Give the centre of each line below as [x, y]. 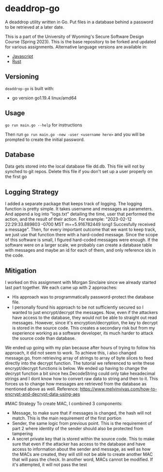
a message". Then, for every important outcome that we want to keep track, [81, 229]
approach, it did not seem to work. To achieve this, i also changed [71, 353]
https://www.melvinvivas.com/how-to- [118, 389]
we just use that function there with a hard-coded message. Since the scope [81, 235]
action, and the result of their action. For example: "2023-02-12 [68, 219]
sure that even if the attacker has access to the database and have [79, 444]
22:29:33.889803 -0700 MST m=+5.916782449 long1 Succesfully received [80, 225]
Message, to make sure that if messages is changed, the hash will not [81, 413]
